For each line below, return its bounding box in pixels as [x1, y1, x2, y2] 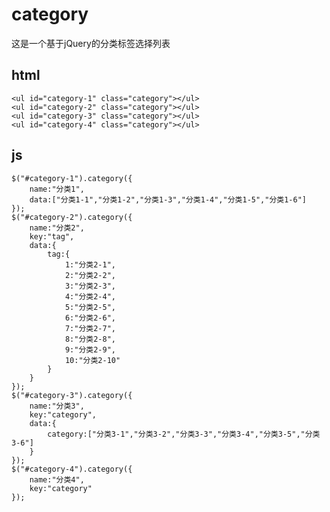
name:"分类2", [29, 223, 85, 233]
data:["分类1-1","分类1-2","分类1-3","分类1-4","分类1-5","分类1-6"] [29, 194, 307, 205]
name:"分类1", [29, 184, 85, 194]
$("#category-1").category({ [11, 173, 133, 183]
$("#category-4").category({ [11, 464, 133, 474]
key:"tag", [29, 231, 75, 242]
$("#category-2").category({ [11, 212, 133, 222]
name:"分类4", [29, 474, 85, 485]
